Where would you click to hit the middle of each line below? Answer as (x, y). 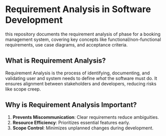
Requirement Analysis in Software (78, 9)
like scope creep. (23, 89)
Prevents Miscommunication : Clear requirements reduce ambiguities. (86, 117)
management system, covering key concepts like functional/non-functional (83, 39)
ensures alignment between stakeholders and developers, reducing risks (81, 83)
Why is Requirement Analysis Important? (71, 105)
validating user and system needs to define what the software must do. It (81, 78)
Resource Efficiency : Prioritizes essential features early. (71, 122)
